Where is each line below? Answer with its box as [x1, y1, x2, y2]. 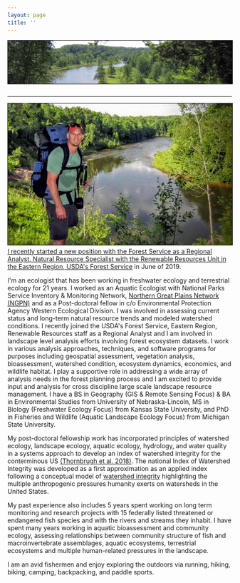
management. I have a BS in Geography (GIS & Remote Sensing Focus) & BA [7, 390, 231, 398]
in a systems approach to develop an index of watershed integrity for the [7, 449, 221, 457]
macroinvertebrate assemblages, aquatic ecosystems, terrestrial [7, 539, 197, 547]
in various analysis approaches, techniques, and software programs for [7, 344, 216, 353]
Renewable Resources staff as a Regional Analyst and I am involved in [7, 329, 212, 338]
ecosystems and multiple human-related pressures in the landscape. [7, 546, 209, 554]
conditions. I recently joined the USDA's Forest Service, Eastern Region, [7, 321, 217, 330]
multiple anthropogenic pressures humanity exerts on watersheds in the [7, 479, 219, 488]
